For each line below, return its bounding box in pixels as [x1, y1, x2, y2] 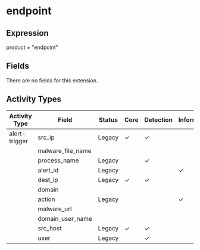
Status [99, 115, 118, 124]
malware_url [37, 205, 72, 213]
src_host [37, 224, 62, 232]
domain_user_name [37, 214, 92, 223]
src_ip [37, 133, 55, 141]
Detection [144, 115, 173, 124]
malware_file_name [37, 146, 92, 155]
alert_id [37, 166, 59, 174]
